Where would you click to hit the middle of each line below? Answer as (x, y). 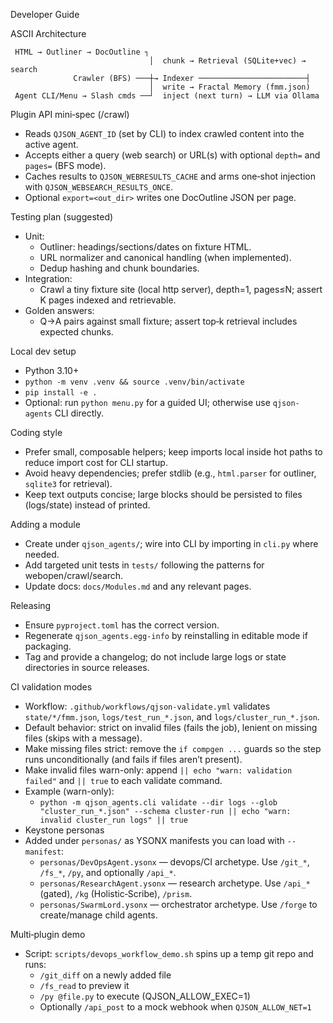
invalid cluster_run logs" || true (113, 820)
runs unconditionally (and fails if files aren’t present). (133, 759)
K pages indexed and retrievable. (108, 300)
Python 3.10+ (52, 370)
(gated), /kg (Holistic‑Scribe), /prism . (116, 893)
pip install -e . (61, 393)
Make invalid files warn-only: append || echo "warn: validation (158, 770)
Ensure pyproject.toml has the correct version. (122, 625)
